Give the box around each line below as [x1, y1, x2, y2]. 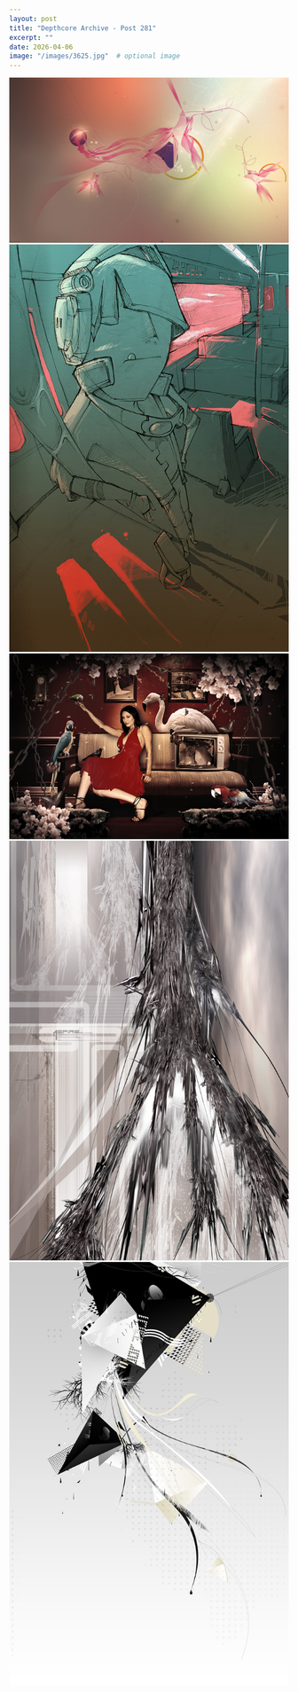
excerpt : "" [9, 33, 53, 42]
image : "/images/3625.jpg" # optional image [9, 51, 180, 61]
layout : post [9, 14, 58, 23]
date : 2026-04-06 [9, 43, 74, 51]
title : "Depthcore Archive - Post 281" [9, 23, 157, 33]
